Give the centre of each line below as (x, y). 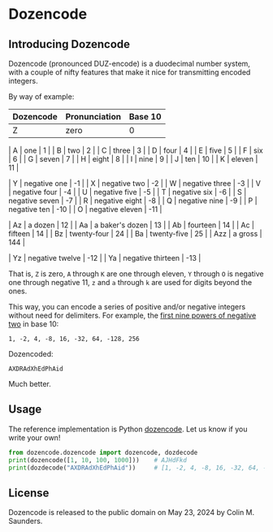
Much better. (30, 384)
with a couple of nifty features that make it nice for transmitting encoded (130, 72)
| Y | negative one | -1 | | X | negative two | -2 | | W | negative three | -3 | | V (135, 183)
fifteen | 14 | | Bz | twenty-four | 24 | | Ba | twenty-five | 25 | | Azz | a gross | (135, 234)
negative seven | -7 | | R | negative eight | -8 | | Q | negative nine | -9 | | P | (133, 201)
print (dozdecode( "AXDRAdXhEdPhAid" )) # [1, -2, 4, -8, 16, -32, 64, (134, 468)
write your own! (35, 437)
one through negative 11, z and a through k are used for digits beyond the (130, 282)
